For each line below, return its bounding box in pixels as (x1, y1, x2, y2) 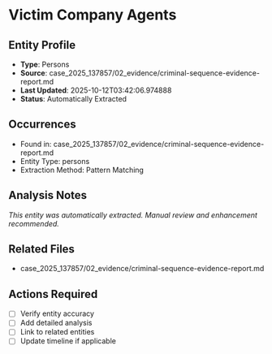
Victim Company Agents (8, 6, 177, 24)
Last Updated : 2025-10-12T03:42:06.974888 (19, 85, 172, 95)
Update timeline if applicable (19, 336, 116, 346)
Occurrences (8, 118, 76, 132)
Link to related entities (19, 327, 95, 337)
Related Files (8, 242, 76, 257)
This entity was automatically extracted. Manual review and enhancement (8, 209, 258, 220)
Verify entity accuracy (19, 309, 95, 318)
